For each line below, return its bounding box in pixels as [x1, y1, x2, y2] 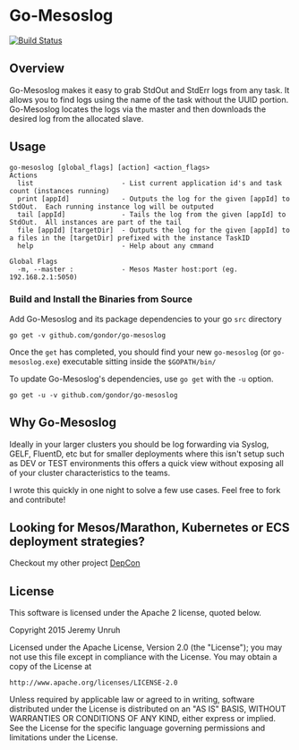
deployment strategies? [9, 534, 146, 550]
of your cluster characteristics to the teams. [9, 467, 171, 478]
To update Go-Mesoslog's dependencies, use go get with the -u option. [9, 373, 275, 384]
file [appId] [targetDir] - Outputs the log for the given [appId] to [17, 226, 291, 234]
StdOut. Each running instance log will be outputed [9, 202, 215, 211]
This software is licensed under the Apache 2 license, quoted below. [9, 608, 262, 618]
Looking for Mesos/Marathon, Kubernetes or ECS [9, 520, 290, 535]
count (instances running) [9, 186, 110, 195]
